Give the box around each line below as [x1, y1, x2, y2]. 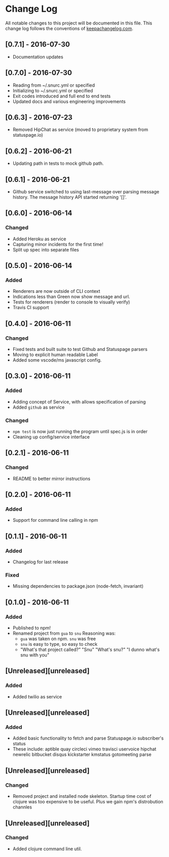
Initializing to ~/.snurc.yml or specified [12, 87, 93, 93]
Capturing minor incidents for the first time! [12, 241, 103, 247]
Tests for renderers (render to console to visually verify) [12, 299, 130, 305]
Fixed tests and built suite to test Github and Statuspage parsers [12, 346, 148, 352]
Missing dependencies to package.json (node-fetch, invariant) [12, 583, 144, 589]
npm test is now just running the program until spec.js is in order [12, 428, 148, 435]
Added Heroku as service [12, 236, 66, 242]
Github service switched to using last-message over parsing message [12, 189, 159, 194]
